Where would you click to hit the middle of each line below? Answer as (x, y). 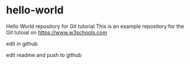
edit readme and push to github (44, 55)
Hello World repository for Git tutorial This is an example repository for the (95, 26)
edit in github (22, 44)
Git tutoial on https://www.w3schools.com (57, 32)
